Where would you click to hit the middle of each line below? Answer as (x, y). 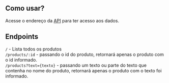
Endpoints (22, 37)
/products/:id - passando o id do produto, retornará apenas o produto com (84, 54)
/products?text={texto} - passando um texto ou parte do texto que (76, 65)
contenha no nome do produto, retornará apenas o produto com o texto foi (83, 70)
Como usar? (25, 8)
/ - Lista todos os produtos (34, 49)
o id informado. (21, 60)
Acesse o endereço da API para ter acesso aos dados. (62, 20)
